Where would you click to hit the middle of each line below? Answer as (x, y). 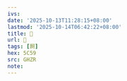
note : (15, 66)
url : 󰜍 (17, 40)
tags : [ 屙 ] (23, 46)
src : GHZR (22, 60)
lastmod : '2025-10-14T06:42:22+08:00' (65, 27)
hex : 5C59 (22, 54)
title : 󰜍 (20, 33)
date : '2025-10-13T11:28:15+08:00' (60, 20)
